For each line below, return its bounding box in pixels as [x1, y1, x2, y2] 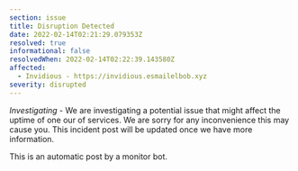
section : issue [9, 13, 67, 22]
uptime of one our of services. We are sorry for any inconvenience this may [9, 114, 290, 125]
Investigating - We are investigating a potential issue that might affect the [9, 104, 281, 115]
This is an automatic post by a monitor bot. [9, 150, 168, 162]
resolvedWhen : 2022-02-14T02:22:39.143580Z [9, 55, 176, 64]
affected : [9, 64, 47, 73]
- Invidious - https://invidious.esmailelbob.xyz [17, 72, 207, 81]
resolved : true [9, 38, 67, 48]
